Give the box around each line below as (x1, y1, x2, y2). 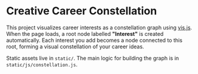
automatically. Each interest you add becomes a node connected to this (6, 36, 182, 44)
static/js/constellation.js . (6, 61, 78, 68)
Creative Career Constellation (6, 4, 157, 18)
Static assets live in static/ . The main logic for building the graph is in (6, 54, 179, 61)
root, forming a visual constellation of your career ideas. (6, 43, 145, 50)
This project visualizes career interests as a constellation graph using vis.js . (6, 24, 193, 31)
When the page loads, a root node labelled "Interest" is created (6, 30, 164, 37)
